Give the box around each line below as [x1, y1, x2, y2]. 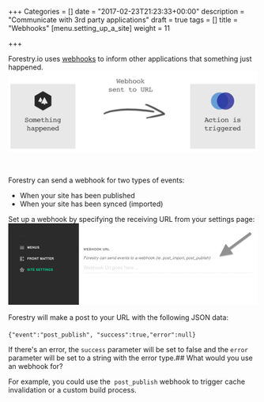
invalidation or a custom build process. [8, 385, 137, 395]
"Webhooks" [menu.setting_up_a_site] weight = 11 [8, 24, 170, 32]
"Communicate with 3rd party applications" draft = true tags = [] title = [8, 15, 239, 24]
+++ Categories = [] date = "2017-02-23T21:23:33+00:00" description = [8, 7, 245, 16]
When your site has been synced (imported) [19, 199, 164, 209]
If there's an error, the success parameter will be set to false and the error [8, 345, 249, 355]
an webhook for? [8, 362, 63, 371]
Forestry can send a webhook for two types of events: [8, 175, 185, 185]
